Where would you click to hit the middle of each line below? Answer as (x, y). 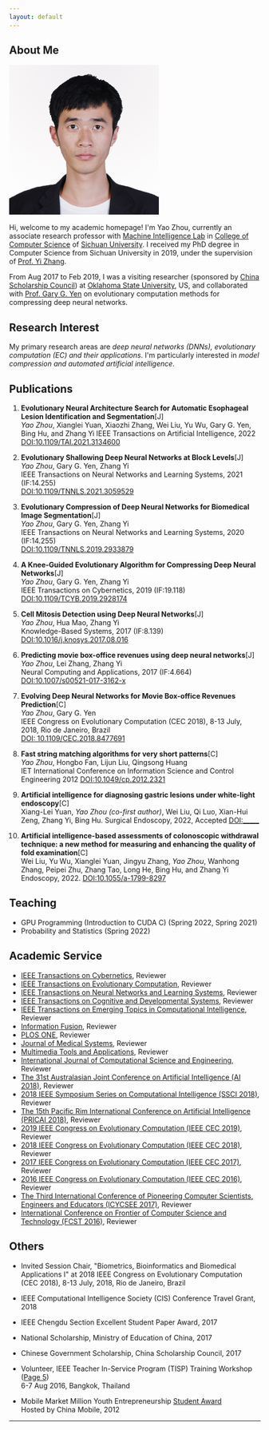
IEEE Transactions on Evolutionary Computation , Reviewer (116, 984)
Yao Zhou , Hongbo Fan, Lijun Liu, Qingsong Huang (104, 763)
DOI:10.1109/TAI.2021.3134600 (70, 442)
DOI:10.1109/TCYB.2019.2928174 (74, 599)
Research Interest (54, 327)
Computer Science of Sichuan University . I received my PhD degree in (125, 244)
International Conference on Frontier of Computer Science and (123, 1213)
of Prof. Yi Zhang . (38, 261)
